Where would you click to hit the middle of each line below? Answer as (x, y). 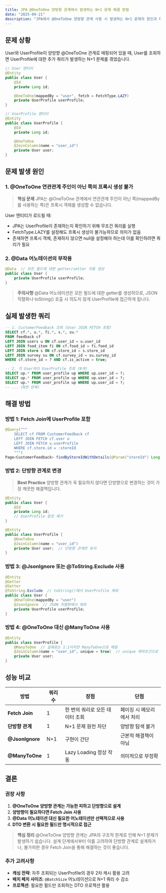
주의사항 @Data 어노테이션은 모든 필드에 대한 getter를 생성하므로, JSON (87, 293)
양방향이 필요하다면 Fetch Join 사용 (47, 812)
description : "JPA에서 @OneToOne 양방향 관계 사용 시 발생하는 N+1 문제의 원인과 (81, 19)
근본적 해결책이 (137, 735)
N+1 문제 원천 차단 (86, 726)
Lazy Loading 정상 (86, 752)
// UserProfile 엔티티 (27, 114)
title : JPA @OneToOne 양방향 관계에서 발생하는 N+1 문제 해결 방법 (67, 10)
